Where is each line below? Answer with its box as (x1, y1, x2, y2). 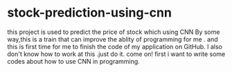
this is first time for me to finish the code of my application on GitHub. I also (7, 42, 223, 51)
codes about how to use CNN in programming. (7, 57, 140, 65)
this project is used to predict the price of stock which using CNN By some (7, 28, 220, 36)
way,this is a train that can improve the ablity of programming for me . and (7, 35, 218, 43)
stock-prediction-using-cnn (7, 5, 172, 21)
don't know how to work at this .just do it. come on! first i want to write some (7, 50, 226, 58)
